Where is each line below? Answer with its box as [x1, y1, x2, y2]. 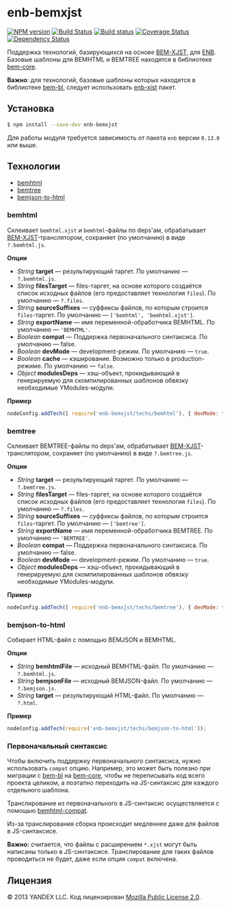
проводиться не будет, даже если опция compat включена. [7, 855, 178, 863]
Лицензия [7, 874, 52, 886]
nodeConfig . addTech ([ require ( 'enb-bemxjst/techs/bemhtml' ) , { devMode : [7, 409, 219, 417]
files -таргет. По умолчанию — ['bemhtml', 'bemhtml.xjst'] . [16, 310, 195, 319]
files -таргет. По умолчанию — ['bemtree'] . [16, 519, 146, 527]
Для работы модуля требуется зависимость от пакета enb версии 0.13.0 [7, 134, 220, 142]
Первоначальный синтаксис [7, 741, 107, 751]
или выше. [7, 140, 38, 149]
